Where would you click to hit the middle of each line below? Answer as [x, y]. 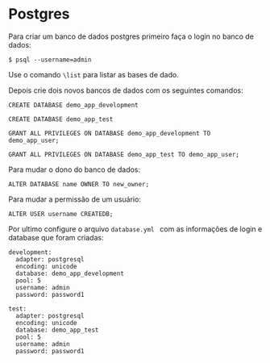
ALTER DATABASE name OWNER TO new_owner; [79, 184]
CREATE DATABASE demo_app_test [61, 119]
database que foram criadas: [56, 237]
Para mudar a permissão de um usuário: [75, 199]
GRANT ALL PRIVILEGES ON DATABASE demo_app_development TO [110, 133]
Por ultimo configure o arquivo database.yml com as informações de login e [135, 229]
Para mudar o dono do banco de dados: [75, 169]
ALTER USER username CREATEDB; [61, 214]
